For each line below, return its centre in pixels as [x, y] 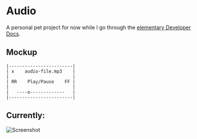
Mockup [22, 53]
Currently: [26, 116]
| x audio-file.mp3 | [41, 71]
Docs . [13, 33]
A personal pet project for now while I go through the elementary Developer [99, 27]
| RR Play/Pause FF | [41, 81]
